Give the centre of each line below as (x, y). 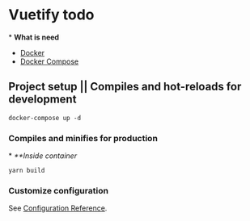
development (42, 100)
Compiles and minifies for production (83, 138)
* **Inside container (43, 156)
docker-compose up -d (45, 118)
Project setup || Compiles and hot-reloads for (125, 87)
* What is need (34, 37)
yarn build (27, 171)
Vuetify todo (51, 15)
